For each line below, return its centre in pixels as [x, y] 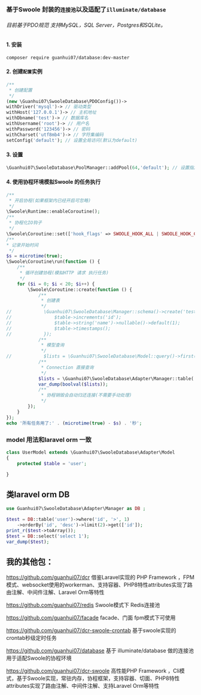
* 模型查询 [53, 345]
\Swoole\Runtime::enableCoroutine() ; [53, 212]
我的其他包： [30, 562]
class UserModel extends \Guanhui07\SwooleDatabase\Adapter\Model [91, 452]
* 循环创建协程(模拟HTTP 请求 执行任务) [64, 273]
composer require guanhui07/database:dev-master [68, 57]
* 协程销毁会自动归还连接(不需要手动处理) [86, 395]
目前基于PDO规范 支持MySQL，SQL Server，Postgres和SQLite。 [86, 25]
